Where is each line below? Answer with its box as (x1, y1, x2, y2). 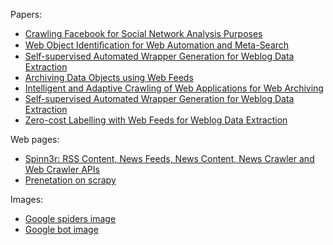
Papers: (10, 9, 43, 20)
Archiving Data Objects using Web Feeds (24, 72, 194, 83)
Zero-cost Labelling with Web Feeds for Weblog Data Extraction (24, 114, 288, 126)
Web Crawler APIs (24, 164, 100, 175)
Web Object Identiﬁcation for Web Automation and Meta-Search (24, 39, 290, 51)
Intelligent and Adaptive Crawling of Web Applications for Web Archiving (24, 82, 324, 94)
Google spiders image (24, 213, 117, 224)
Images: (10, 194, 44, 205)
